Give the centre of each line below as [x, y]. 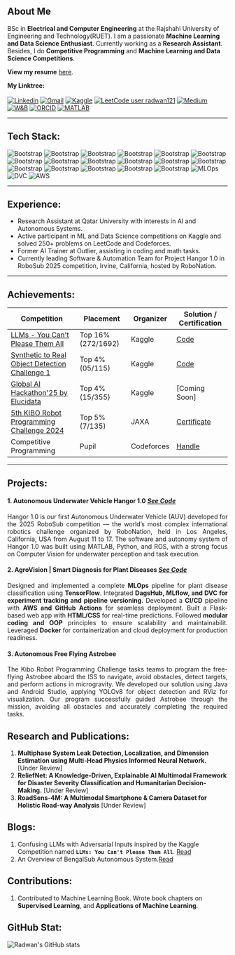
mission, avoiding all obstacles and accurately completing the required [117, 707]
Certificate [193, 422]
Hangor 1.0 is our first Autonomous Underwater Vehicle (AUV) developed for [117, 516]
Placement [102, 319]
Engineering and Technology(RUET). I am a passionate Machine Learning [114, 36]
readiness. [22, 638]
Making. [30, 790]
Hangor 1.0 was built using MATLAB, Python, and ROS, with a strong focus [117, 546]
